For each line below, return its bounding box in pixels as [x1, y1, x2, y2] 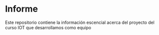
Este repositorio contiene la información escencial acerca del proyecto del [5, 19, 155, 25]
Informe [5, 3, 38, 15]
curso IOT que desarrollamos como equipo [5, 24, 91, 30]
